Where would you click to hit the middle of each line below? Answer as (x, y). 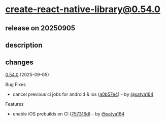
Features (14, 104)
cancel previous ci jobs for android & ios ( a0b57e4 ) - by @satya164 (83, 94)
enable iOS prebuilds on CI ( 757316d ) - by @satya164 (69, 114)
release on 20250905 (40, 28)
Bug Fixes (16, 84)
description (24, 45)
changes (20, 63)
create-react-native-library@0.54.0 (83, 9)
